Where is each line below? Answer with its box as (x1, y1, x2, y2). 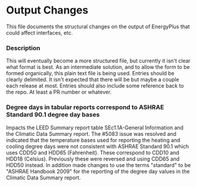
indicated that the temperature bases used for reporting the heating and (6, 136, 181, 143)
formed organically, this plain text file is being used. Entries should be (6, 70, 175, 77)
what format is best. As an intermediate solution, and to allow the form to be (6, 64, 190, 71)
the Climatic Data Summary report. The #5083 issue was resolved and (6, 130, 176, 137)
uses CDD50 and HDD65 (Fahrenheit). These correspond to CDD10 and (6, 149, 179, 156)
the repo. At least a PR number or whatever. (6, 89, 112, 96)
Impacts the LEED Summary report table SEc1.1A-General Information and (6, 124, 184, 131)
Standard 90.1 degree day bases (6, 111, 100, 119)
